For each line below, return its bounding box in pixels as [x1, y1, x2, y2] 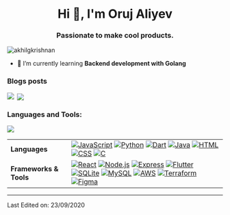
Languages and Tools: [7, 110, 82, 119]
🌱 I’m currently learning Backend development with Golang [16, 60, 186, 68]
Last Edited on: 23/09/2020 [7, 201, 86, 210]
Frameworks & [10, 164, 59, 174]
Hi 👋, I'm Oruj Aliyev [57, 6, 173, 22]
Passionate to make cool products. [56, 31, 174, 40]
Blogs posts [7, 77, 48, 86]
